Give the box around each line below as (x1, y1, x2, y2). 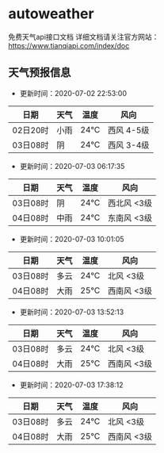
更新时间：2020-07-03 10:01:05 (19, 234, 124, 244)
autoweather (8, 5, 94, 23)
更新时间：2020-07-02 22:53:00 (19, 88, 127, 98)
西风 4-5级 (108, 125, 150, 136)
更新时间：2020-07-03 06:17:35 (19, 161, 125, 171)
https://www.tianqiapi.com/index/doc (8, 40, 130, 50)
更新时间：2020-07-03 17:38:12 (19, 380, 124, 390)
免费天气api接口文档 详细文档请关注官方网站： (8, 32, 159, 41)
